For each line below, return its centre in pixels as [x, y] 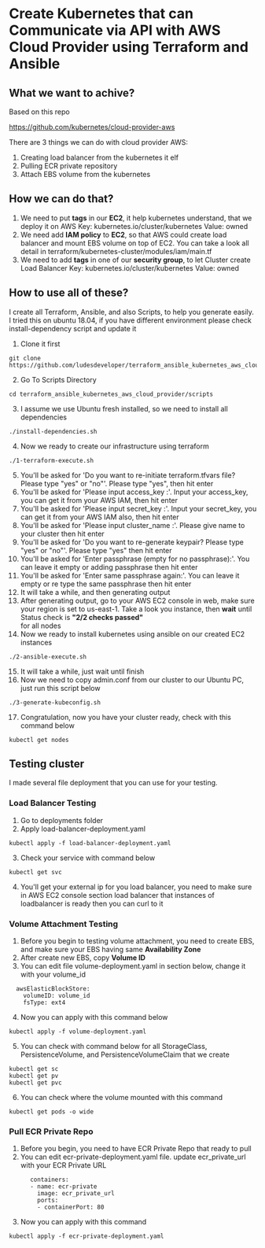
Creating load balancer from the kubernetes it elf [99, 157]
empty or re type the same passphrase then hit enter [106, 584]
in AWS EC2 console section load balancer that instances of [118, 895]
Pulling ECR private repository [69, 166]
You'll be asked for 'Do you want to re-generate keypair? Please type [132, 542]
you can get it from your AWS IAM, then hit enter [99, 500]
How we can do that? [61, 199]
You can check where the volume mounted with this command [121, 1098]
